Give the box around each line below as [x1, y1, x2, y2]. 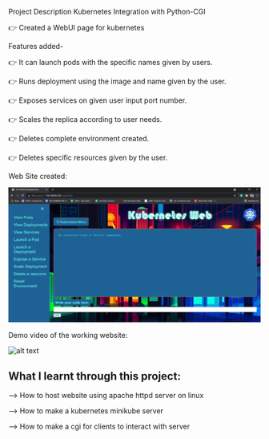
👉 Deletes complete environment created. [8, 134, 150, 143]
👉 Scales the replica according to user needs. [8, 115, 163, 124]
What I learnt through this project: [8, 369, 182, 383]
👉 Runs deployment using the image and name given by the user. [8, 76, 227, 86]
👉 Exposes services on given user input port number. [8, 96, 187, 105]
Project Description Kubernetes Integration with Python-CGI [8, 7, 206, 16]
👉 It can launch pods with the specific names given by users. [8, 58, 213, 67]
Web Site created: [8, 172, 68, 181]
